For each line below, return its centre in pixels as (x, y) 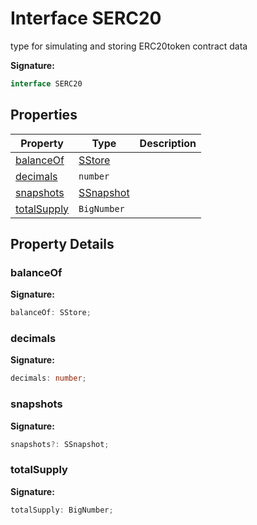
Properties (44, 115)
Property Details (62, 244)
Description (168, 143)
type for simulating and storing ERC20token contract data (129, 46)
